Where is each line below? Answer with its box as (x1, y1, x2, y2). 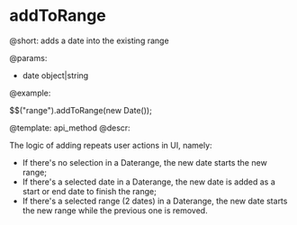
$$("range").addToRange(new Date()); (9, 104, 153, 115)
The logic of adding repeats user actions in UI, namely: (9, 139, 213, 150)
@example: (9, 87, 51, 98)
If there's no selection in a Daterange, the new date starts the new (22, 157, 267, 167)
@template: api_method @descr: (9, 122, 130, 133)
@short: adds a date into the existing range (9, 35, 169, 46)
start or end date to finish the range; (22, 185, 157, 196)
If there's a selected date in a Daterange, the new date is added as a (22, 176, 276, 187)
